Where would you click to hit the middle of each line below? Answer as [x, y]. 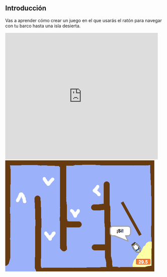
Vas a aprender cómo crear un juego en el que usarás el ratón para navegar [83, 20]
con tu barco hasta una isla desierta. [43, 26]
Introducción [26, 8]
